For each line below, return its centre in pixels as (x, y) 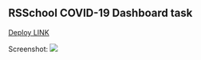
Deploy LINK (29, 32)
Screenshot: (28, 49)
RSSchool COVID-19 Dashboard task (100, 13)
